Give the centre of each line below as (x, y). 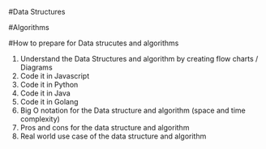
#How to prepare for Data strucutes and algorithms (94, 43)
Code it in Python (49, 85)
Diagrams (36, 67)
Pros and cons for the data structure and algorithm (105, 128)
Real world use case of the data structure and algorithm (113, 136)
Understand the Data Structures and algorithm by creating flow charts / (139, 59)
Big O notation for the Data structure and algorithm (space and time (133, 110)
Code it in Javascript (55, 76)
